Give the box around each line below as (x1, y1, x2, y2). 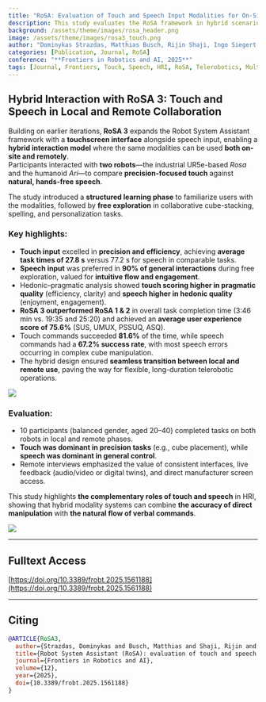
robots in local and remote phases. (19, 434, 133, 444)
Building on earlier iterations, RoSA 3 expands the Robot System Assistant (8, 126, 250, 136)
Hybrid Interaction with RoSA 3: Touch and (8, 93, 223, 106)
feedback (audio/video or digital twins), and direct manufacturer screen (19, 468, 253, 478)
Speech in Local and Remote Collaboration (8, 105, 222, 119)
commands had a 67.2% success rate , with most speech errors (19, 339, 228, 349)
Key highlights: (8, 228, 68, 240)
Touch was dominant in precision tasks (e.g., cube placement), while (19, 443, 249, 452)
